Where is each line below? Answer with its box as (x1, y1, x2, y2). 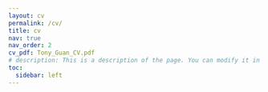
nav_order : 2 (8, 42, 52, 50)
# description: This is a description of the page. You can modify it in (8, 57, 261, 65)
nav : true (8, 34, 42, 42)
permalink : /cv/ (8, 19, 63, 27)
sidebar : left (15, 71, 63, 79)
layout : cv (8, 11, 45, 20)
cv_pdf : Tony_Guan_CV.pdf (8, 49, 95, 57)
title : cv (8, 26, 42, 34)
